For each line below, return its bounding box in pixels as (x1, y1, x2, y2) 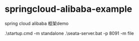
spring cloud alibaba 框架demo (5, 20, 69, 26)
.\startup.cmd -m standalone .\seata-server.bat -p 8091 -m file (5, 30, 134, 36)
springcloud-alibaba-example (5, 3, 132, 15)
